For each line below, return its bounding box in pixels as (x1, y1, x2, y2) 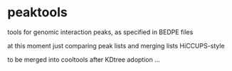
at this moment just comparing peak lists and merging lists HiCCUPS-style (7, 41, 226, 50)
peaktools (7, 4, 68, 21)
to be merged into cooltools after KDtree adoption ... (7, 55, 160, 64)
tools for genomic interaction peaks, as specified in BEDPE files (7, 28, 194, 36)
